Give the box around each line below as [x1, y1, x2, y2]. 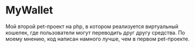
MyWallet [5, 4, 53, 17]
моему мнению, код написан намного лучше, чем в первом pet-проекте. [5, 35, 190, 42]
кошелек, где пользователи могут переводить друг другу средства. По [5, 29, 186, 36]
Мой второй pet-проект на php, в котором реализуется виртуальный [5, 23, 179, 30]
